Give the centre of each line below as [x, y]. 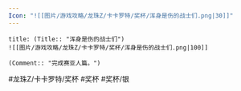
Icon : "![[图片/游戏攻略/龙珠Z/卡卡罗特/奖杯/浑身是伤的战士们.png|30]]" [121, 16]
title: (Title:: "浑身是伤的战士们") [67, 39]
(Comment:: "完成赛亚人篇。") [55, 63]
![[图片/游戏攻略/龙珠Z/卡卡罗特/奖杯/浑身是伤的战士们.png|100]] [108, 47]
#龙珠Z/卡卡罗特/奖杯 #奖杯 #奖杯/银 [69, 79]
